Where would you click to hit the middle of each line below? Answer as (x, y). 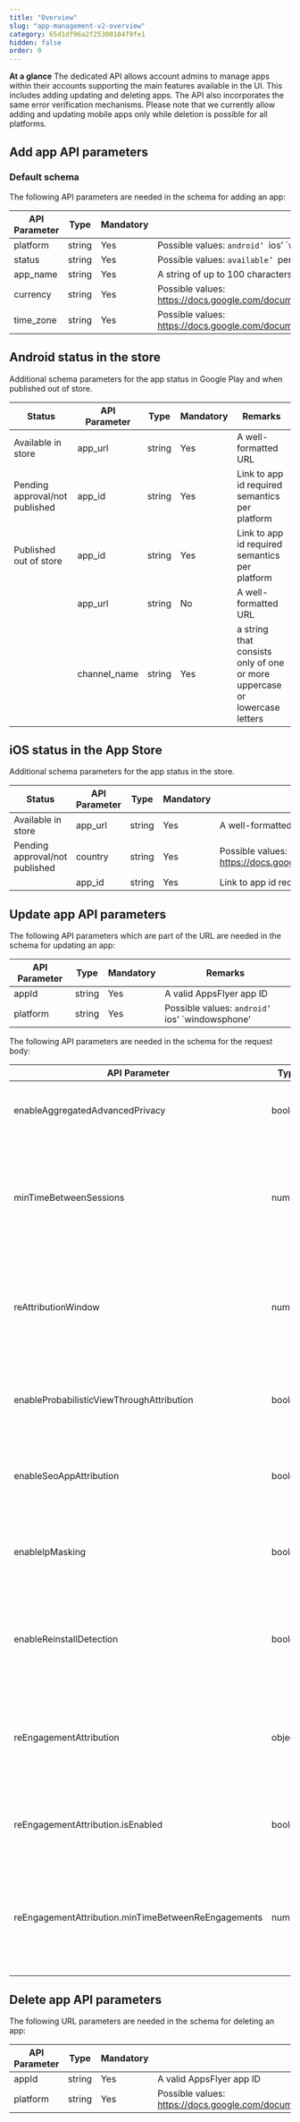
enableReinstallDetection (66, 1639)
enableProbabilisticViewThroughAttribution (104, 1400)
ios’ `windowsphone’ (208, 1019)
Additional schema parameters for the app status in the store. (122, 772)
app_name (36, 274)
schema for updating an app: (62, 945)
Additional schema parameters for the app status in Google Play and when (146, 379)
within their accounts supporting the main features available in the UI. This (146, 86)
